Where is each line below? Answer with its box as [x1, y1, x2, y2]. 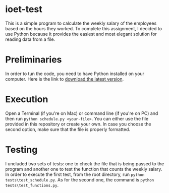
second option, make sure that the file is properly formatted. [5, 126, 130, 132]
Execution [5, 94, 48, 105]
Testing [5, 144, 38, 155]
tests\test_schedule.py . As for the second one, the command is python [5, 176, 154, 182]
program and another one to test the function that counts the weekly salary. [5, 166, 162, 172]
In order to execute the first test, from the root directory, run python [5, 171, 145, 177]
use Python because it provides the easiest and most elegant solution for [5, 31, 157, 37]
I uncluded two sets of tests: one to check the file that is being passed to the [5, 160, 164, 167]
